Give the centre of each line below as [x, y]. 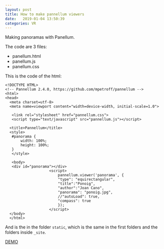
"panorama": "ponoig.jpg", [85, 192]
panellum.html [27, 56]
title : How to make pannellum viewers [45, 14]
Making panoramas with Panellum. [40, 37]
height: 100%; [35, 145]
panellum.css [26, 67]
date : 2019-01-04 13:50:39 [35, 19]
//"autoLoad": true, [79, 197]
